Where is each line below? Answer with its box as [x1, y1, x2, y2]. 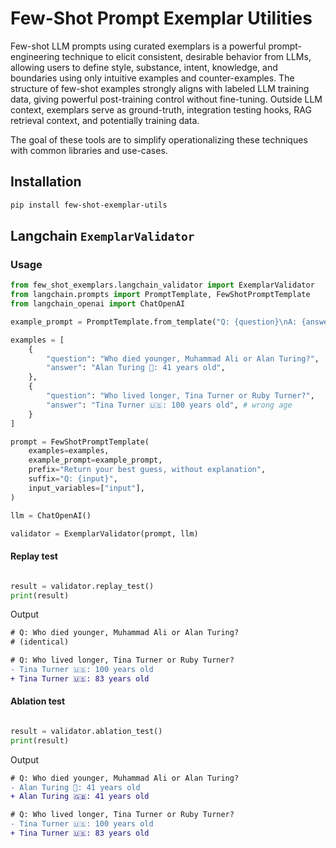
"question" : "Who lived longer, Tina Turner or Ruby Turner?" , [46, 391, 315, 401]
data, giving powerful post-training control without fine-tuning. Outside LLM [10, 93, 323, 105]
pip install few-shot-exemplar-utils [10, 200, 168, 210]
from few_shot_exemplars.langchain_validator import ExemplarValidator [10, 280, 315, 291]
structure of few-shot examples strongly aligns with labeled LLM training [10, 82, 310, 94]
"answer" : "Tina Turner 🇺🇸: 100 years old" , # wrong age [46, 400, 293, 410]
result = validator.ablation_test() [10, 726, 163, 736]
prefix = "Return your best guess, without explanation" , [28, 465, 267, 475]
